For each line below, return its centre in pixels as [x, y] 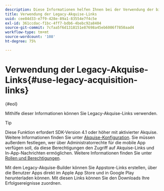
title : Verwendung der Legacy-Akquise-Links [51, 14]
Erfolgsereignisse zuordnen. [33, 183]
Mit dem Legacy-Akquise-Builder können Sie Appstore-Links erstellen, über [81, 167]
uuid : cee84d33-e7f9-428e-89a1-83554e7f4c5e [51, 19]
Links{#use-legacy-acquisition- [72, 80]
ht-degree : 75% [20, 41]
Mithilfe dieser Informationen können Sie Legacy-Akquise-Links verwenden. [81, 113]
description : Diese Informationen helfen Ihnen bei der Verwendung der [79, 10]
